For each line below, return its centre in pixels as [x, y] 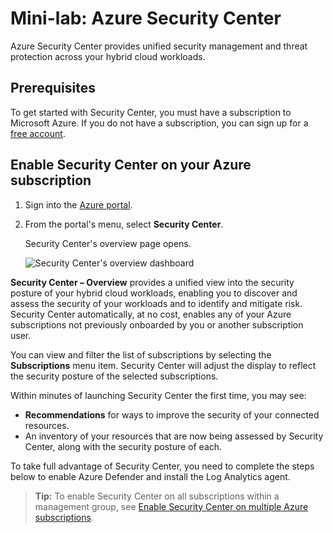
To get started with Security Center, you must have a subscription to [151, 112]
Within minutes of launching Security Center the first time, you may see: [158, 395]
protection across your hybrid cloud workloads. [108, 56]
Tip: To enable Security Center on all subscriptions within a [157, 496]
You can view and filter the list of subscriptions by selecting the [141, 354]
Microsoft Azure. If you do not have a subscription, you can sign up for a [159, 123]
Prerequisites [53, 88]
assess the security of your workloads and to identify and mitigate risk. [156, 303]
